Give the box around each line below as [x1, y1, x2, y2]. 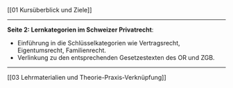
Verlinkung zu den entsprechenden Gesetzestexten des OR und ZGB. [17, 54, 215, 61]
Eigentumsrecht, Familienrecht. [17, 46, 106, 54]
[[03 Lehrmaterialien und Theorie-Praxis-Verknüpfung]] [7, 74, 166, 81]
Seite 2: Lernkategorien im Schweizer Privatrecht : [7, 25, 154, 34]
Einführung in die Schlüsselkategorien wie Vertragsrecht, [17, 39, 180, 47]
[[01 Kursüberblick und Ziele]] [7, 6, 92, 14]
